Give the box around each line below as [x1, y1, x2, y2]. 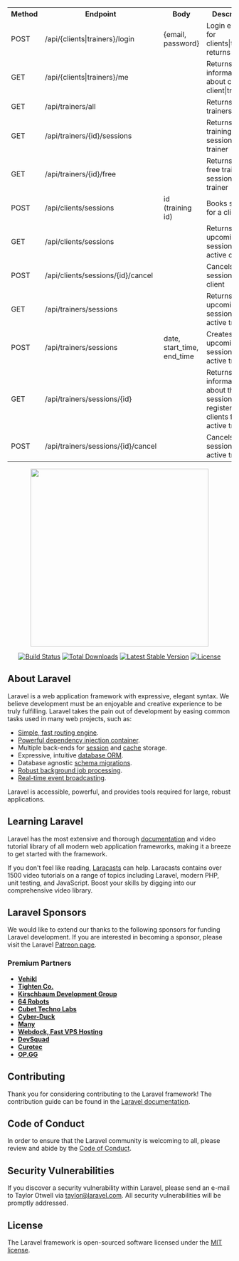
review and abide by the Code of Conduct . [7, 1144, 132, 1153]
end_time [163, 351, 194, 361]
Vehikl [17, 974, 38, 983]
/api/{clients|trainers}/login [45, 34, 135, 43]
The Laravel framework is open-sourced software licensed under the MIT [7, 1238, 223, 1247]
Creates [206, 329, 233, 339]
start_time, [163, 343, 199, 352]
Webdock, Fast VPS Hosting [17, 1027, 103, 1036]
